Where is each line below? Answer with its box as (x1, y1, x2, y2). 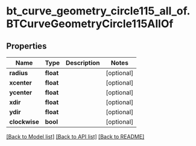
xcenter (9, 79, 32, 87)
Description (65, 59, 101, 67)
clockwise (9, 118, 39, 126)
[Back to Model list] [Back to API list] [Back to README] (6, 133, 145, 140)
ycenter (9, 88, 32, 97)
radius (9, 69, 28, 77)
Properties (6, 41, 47, 51)
